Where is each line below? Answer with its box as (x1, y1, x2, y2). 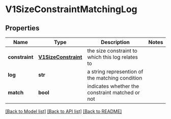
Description (101, 39, 130, 46)
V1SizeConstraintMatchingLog (5, 4, 137, 15)
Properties (5, 24, 40, 32)
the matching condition (87, 74, 142, 82)
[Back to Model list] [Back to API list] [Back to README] (5, 108, 122, 114)
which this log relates (87, 54, 138, 60)
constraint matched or (87, 89, 140, 96)
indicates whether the (87, 83, 139, 90)
